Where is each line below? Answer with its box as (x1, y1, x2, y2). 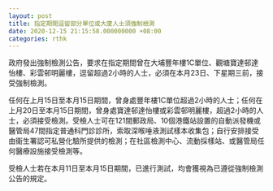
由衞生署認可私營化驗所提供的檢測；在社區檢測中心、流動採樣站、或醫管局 (8, 136, 258, 146)
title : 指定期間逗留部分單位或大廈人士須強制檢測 (8, 20, 155, 28)
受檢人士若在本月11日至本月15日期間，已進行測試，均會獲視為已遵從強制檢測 (8, 163, 264, 173)
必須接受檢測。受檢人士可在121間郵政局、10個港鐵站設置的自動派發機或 (22, 115, 262, 126)
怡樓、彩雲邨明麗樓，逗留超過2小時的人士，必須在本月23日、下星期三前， (8, 68, 257, 78)
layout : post (8, 11, 53, 20)
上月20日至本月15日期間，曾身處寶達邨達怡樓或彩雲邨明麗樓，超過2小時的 (8, 106, 257, 115)
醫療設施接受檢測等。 (15, 146, 87, 156)
